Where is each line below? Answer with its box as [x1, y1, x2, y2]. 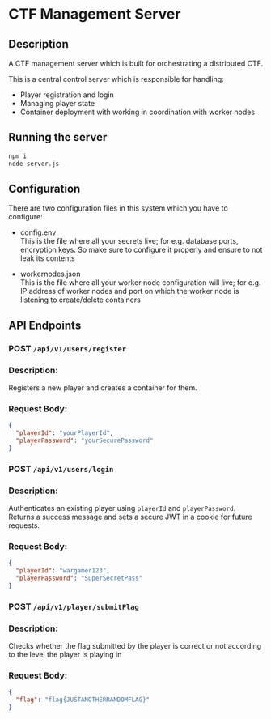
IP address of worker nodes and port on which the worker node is [19, 287, 239, 296]
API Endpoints [8, 318, 82, 332]
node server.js [8, 160, 60, 168]
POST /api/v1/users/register [8, 342, 127, 354]
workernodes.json [19, 269, 81, 279]
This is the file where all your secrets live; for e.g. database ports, [19, 236, 239, 246]
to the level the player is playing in [8, 649, 122, 660]
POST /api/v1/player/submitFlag [8, 601, 139, 612]
